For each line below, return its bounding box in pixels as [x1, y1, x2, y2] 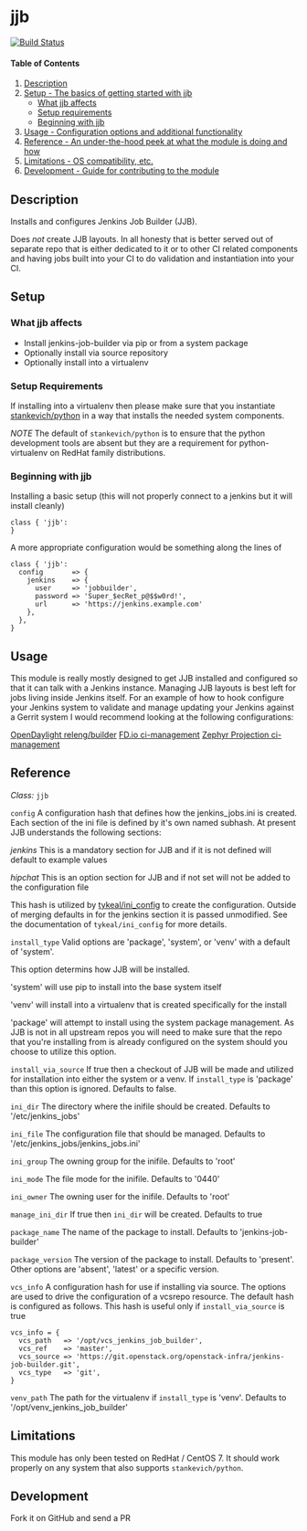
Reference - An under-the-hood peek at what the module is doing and [23, 136, 288, 147]
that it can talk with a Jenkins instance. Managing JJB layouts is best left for [10, 682, 296, 693]
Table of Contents [10, 58, 80, 69]
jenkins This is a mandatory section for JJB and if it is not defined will [10, 844, 272, 855]
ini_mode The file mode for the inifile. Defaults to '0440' [10, 1173, 220, 1184]
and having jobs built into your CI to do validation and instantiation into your [10, 253, 295, 264]
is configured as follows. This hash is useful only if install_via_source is [10, 1300, 285, 1312]
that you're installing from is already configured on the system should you [10, 1036, 289, 1047]
